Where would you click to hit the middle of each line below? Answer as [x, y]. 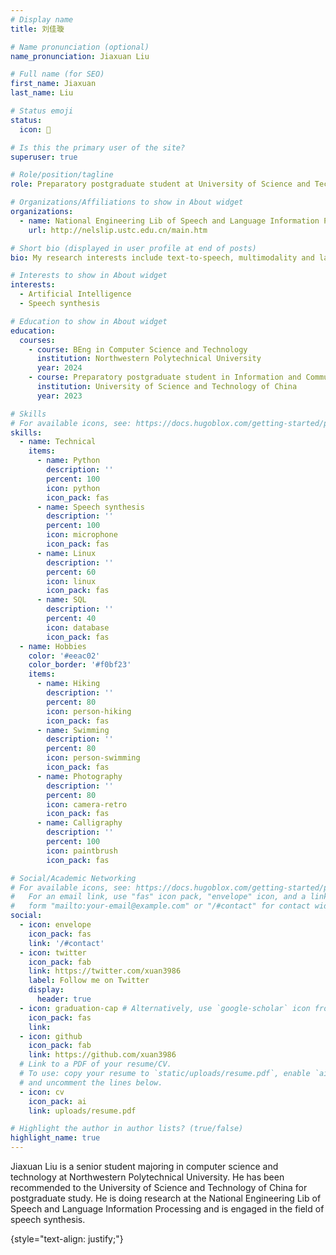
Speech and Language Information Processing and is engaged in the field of [167, 1209]
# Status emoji [42, 111]
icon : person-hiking [89, 711]
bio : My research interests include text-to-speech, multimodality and [162, 257]
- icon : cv [42, 1092]
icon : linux [71, 581]
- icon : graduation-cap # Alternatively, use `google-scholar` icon [165, 1008]
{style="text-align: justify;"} [67, 1239]
